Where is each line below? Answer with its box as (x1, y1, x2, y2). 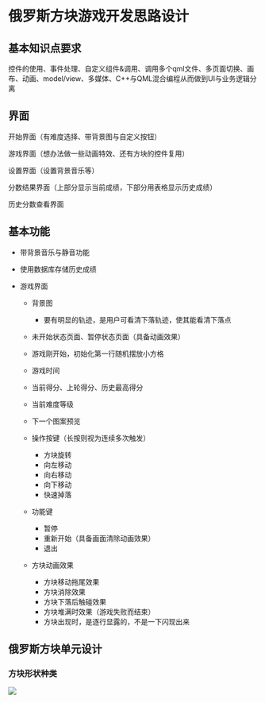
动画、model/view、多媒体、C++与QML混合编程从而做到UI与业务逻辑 (21, 74, 250, 83)
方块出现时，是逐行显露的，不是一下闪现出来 (43, 616, 190, 626)
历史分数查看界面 (8, 199, 64, 209)
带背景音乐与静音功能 (19, 247, 90, 257)
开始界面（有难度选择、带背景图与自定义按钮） (8, 132, 161, 141)
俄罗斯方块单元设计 (8, 643, 102, 656)
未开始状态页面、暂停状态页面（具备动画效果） (31, 331, 185, 342)
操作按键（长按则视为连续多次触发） (31, 433, 151, 442)
